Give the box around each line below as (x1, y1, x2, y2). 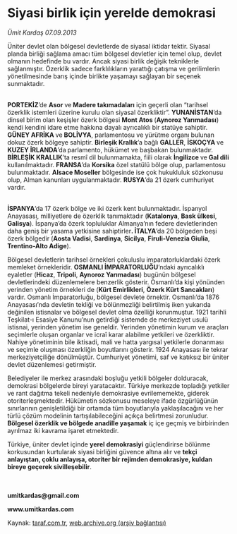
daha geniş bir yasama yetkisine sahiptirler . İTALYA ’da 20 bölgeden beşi (7, 226, 217, 235)
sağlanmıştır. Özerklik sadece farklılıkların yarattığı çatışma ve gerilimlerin (7, 64, 220, 73)
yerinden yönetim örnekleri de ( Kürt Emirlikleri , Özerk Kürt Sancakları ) (7, 285, 215, 293)
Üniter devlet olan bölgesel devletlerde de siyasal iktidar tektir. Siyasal (7, 42, 210, 50)
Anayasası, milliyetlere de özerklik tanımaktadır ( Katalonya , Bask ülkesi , (7, 212, 217, 220)
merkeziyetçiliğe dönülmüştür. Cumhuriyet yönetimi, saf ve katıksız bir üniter (7, 353, 229, 361)
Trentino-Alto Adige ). (7, 241, 71, 250)
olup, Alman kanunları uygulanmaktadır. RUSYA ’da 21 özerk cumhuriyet (7, 175, 214, 184)
